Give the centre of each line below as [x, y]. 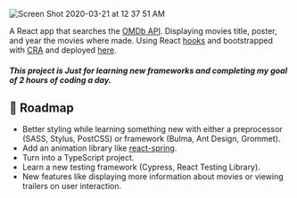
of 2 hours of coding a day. [60, 79]
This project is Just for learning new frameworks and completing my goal [148, 70]
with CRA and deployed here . [63, 50]
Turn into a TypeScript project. [78, 158]
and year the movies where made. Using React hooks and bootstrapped [141, 41]
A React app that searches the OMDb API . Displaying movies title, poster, [144, 31]
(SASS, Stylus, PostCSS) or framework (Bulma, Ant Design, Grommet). [151, 139]
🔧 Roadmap [41, 107]
